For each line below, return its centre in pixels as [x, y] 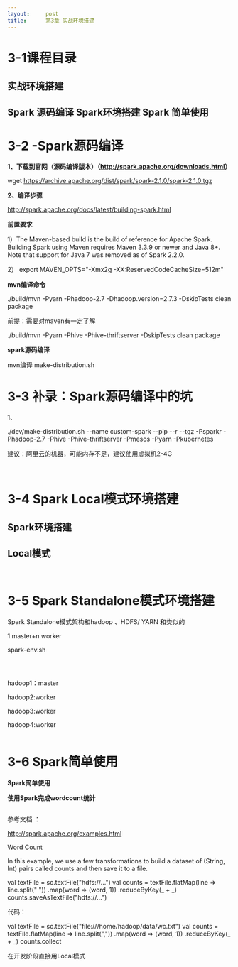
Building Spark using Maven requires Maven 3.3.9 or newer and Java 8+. [114, 247]
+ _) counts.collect [34, 941]
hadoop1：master [33, 683]
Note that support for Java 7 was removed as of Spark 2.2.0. [96, 255]
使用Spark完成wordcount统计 [52, 798]
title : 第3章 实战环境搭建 [51, 21]
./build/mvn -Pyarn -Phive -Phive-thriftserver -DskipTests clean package [114, 335]
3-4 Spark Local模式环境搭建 [93, 499]
